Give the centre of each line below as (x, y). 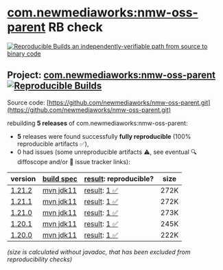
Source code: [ (28, 102)
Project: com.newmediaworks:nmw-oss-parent (111, 75)
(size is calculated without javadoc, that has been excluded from (99, 251)
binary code (24, 54)
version (23, 179)
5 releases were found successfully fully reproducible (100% (104, 136)
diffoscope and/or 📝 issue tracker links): (73, 161)
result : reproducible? (119, 179)
